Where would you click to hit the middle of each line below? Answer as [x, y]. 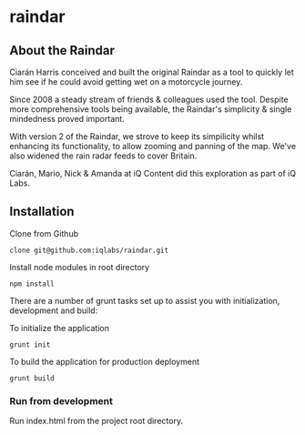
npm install [32, 284]
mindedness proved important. [67, 119]
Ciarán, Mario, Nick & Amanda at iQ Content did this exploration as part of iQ [153, 173]
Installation [42, 212]
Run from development [61, 400]
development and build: [54, 310]
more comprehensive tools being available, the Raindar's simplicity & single [151, 109]
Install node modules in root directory [80, 267]
